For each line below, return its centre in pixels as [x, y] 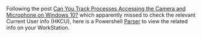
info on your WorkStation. [38, 27]
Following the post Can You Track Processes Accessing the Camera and [96, 9]
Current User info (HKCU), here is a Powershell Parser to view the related [97, 21]
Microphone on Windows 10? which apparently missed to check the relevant [101, 15]
